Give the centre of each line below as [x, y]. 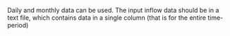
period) [18, 25]
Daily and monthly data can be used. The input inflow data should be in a [113, 10]
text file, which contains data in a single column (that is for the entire [107, 18]
